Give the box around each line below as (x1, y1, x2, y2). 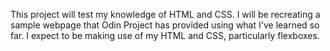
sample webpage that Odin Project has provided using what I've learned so (10, 19, 320, 31)
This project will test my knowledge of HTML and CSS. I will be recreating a (10, 9, 321, 20)
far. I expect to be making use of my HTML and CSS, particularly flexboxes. (10, 30, 320, 41)
